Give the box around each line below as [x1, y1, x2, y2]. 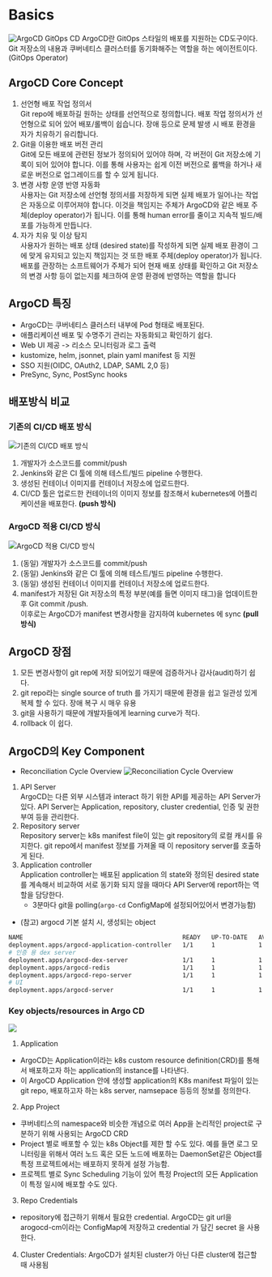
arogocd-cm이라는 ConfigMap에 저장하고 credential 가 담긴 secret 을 [19, 1223, 245, 1232]
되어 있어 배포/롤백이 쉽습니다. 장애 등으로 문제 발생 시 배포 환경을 [48, 119, 257, 129]
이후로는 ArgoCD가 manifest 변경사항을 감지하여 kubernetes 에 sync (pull [19, 609, 259, 619]
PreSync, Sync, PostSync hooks [19, 369, 128, 379]
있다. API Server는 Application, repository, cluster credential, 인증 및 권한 [19, 802, 260, 811]
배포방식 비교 [8, 394, 70, 408]
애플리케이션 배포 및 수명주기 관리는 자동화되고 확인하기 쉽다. [19, 330, 213, 339]
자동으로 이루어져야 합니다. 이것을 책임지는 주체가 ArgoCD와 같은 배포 [28, 200, 249, 210]
